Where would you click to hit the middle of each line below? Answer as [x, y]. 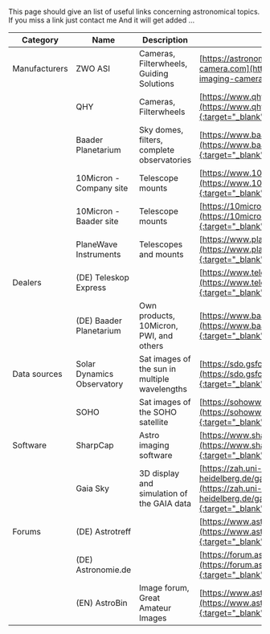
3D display [159, 473]
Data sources [37, 374]
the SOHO [158, 412]
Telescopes [161, 244]
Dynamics [95, 374]
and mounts [162, 254]
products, [157, 315]
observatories [165, 160]
